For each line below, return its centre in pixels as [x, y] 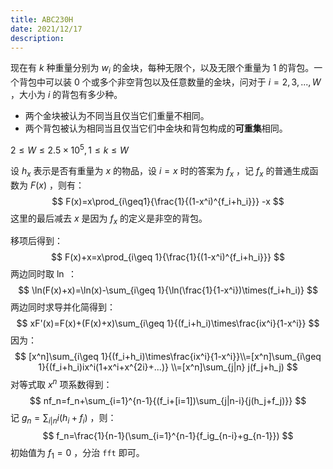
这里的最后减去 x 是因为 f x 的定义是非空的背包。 [109, 219]
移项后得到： [36, 241]
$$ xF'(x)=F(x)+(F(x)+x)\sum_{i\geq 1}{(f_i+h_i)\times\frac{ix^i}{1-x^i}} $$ [168, 323]
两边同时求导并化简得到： [63, 307]
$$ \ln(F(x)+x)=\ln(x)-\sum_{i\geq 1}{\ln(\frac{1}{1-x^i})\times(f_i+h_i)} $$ [168, 290]
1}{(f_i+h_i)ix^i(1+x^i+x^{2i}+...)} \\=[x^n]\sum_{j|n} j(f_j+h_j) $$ [168, 367]
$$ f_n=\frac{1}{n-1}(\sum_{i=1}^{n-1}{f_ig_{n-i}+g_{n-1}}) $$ [168, 435]
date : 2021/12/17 [46, 29]
